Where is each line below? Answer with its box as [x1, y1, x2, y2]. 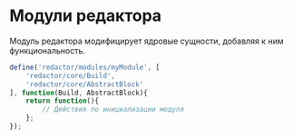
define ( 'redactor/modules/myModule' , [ [9, 63, 161, 72]
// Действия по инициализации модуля [42, 105, 184, 114]
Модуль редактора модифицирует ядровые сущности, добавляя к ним [9, 35, 284, 46]
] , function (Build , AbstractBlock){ [9, 88, 148, 97]
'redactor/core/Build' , [25, 71, 116, 80]
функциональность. [9, 45, 86, 55]
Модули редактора [9, 5, 161, 26]
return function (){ [25, 96, 100, 105]
